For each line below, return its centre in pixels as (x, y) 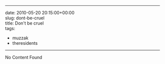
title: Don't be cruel (25, 23)
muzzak (20, 38)
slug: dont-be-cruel (25, 18)
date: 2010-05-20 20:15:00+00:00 (40, 13)
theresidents (25, 43)
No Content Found (24, 57)
